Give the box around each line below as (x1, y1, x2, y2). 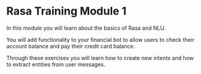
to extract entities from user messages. (6, 61, 105, 68)
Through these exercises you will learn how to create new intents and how (6, 54, 194, 61)
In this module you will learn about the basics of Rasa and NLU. (6, 24, 166, 32)
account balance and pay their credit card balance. (6, 42, 135, 50)
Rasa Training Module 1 (6, 4, 127, 18)
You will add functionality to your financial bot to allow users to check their (6, 36, 195, 43)
